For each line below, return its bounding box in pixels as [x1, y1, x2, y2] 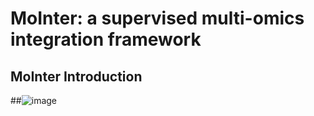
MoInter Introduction [10, 68, 143, 85]
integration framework [10, 28, 202, 51]
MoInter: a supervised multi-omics [10, 7, 305, 30]
